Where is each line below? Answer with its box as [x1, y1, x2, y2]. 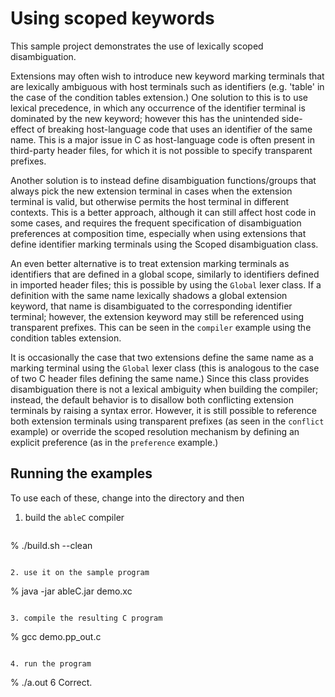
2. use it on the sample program [10, 567, 150, 577]
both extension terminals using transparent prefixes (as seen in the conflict [10, 415, 325, 427]
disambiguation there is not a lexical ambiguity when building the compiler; [10, 383, 319, 395]
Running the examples [10, 465, 153, 482]
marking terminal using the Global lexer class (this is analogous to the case [10, 362, 320, 374]
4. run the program [10, 658, 92, 669]
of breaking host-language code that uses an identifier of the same [36, 123, 313, 135]
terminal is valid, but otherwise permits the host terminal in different [10, 195, 289, 207]
